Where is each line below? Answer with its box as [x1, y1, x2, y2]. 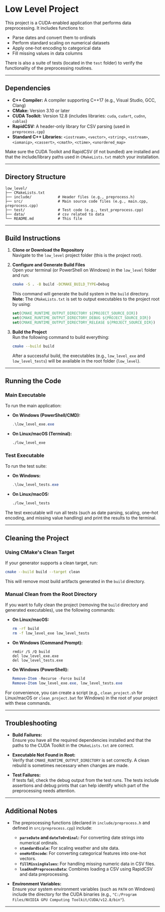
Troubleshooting [5, 719, 57, 727]
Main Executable [5, 392, 46, 399]
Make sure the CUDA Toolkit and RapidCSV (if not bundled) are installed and [5, 148, 160, 154]
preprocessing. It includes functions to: [5, 25, 84, 31]
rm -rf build [12, 626, 39, 631]
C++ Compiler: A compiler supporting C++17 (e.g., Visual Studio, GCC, [12, 97, 156, 103]
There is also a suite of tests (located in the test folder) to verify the [5, 60, 143, 66]
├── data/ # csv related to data [5, 212, 105, 217]
